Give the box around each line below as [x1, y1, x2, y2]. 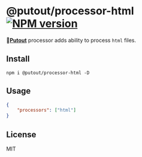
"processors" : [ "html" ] [17, 107, 77, 113]
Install [6, 54, 30, 64]
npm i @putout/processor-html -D [6, 70, 90, 76]
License [6, 130, 37, 140]
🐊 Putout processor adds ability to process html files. [6, 36, 137, 44]
